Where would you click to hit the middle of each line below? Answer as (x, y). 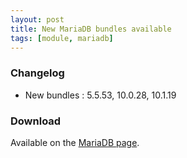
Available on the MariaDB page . (75, 142)
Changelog (37, 73)
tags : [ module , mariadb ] (62, 38)
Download (36, 121)
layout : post (37, 19)
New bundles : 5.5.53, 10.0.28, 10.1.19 (100, 95)
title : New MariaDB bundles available (91, 29)
